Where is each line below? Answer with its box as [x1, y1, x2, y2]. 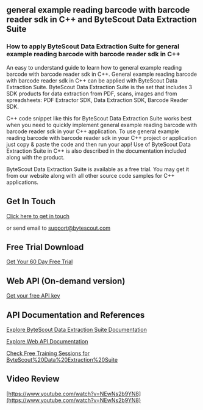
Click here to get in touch [6, 212, 70, 219]
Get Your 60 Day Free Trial [6, 258, 73, 265]
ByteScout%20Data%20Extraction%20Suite [6, 356, 118, 363]
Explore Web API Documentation [6, 337, 88, 345]
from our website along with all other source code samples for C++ [6, 172, 175, 179]
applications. [6, 178, 38, 186]
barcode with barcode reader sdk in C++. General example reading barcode [6, 70, 197, 78]
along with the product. [6, 153, 65, 161]
